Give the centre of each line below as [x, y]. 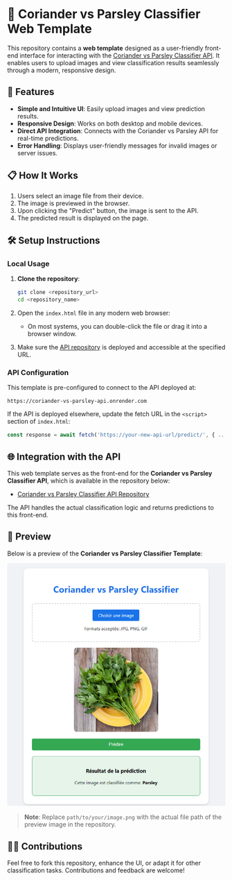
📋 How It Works [43, 176]
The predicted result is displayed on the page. [83, 218]
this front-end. [28, 515]
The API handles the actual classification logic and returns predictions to [111, 507]
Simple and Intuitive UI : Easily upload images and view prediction [111, 109]
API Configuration [38, 372]
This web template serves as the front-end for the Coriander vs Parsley [110, 473]
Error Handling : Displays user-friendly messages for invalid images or [117, 146]
